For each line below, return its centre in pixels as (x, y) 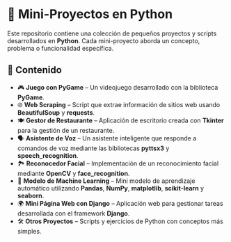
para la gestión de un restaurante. (66, 130)
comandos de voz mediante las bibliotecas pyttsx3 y (93, 148)
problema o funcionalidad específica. (61, 48)
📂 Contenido (35, 70)
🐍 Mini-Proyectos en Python (90, 14)
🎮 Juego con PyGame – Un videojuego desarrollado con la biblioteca (118, 87)
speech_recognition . (48, 155)
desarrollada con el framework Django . (73, 213)
